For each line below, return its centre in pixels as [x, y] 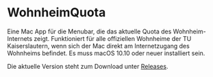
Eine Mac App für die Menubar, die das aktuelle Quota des [89, 31]
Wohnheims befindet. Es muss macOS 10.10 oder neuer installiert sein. [106, 53]
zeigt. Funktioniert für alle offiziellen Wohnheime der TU [113, 38]
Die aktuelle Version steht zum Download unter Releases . [88, 66]
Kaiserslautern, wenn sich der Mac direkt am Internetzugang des [98, 46]
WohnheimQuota [57, 13]
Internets [20, 38]
